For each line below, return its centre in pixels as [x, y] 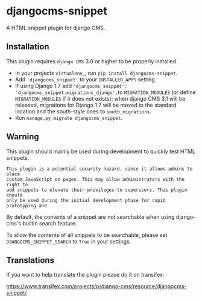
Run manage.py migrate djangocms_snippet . [68, 118]
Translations [30, 260]
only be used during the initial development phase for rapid [86, 200]
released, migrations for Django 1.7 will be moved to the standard [96, 105]
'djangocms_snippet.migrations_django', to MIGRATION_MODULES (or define [105, 92]
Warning [23, 137]
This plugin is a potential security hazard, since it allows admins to [99, 169]
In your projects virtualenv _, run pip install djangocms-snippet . [96, 73]
